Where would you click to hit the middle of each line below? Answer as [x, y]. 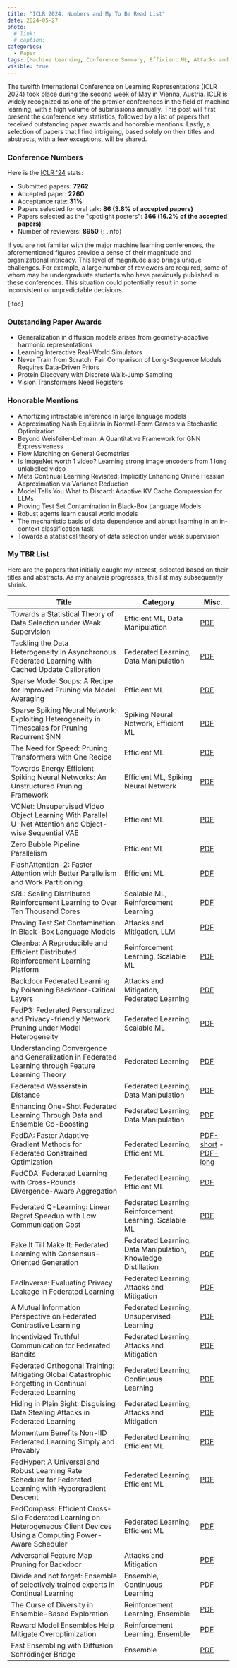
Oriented [25, 1262]
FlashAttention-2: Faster [52, 864]
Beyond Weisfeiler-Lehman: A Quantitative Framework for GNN [109, 438]
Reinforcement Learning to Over [64, 902]
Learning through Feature [53, 1065]
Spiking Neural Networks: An [59, 777]
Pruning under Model [46, 1028]
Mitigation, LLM [150, 931]
